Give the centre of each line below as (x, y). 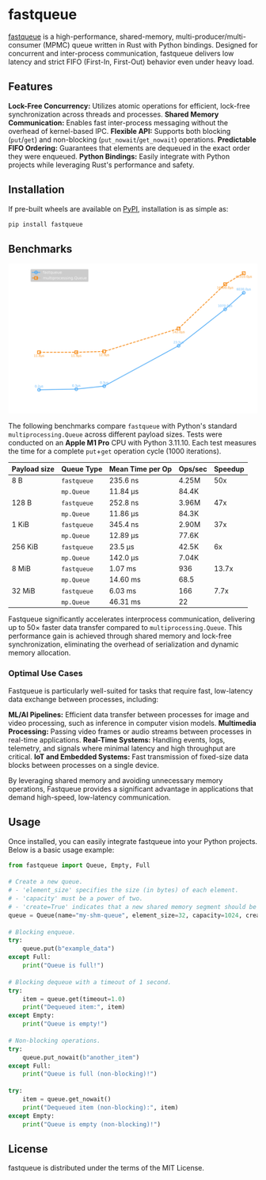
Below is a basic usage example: (61, 850)
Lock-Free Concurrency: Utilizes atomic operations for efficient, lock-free (129, 105)
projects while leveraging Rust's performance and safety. (102, 165)
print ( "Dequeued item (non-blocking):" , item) (101, 1107)
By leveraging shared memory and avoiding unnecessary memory (116, 780)
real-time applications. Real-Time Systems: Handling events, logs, (117, 739)
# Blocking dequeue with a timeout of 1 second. (90, 982)
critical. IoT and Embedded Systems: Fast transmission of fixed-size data (129, 756)
